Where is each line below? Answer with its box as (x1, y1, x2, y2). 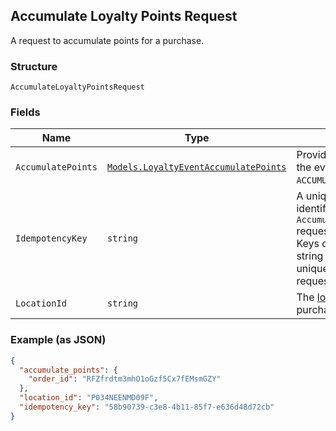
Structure (10, 59, 58, 73)
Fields (10, 105, 41, 119)
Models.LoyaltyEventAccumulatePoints (106, 162, 287, 173)
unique (296, 262, 329, 276)
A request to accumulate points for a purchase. (10, 34, 205, 46)
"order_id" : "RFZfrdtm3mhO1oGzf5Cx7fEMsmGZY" (28, 374, 222, 384)
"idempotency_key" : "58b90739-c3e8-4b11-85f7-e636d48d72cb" (19, 402, 275, 413)
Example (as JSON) (10, 333, 107, 347)
